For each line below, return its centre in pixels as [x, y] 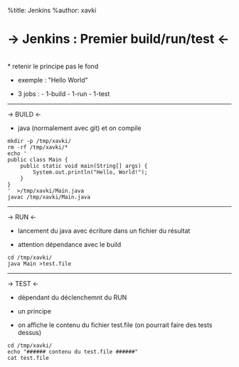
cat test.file [28, 358]
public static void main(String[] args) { [84, 166]
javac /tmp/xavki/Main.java [49, 197]
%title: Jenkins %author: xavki [52, 10]
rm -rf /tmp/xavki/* [38, 147]
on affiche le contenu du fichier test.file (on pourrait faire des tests [115, 325]
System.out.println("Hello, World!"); [90, 172]
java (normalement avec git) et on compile [80, 128]
